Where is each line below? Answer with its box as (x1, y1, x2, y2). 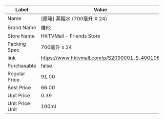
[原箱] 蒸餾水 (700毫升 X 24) (41, 16, 107, 22)
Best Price (7, 85, 31, 91)
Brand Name (7, 24, 37, 31)
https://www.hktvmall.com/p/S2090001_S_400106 (41, 54, 160, 61)
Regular (7, 70, 25, 77)
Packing (7, 41, 26, 47)
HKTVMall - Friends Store (41, 33, 101, 39)
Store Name (7, 33, 35, 39)
